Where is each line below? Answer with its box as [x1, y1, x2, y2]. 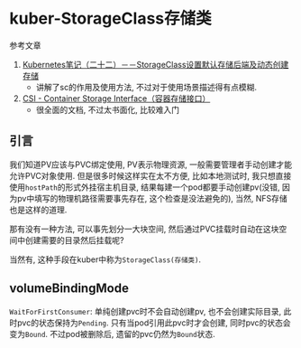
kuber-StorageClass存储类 [9, 8, 212, 29]
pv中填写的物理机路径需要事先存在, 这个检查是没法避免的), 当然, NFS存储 [16, 193, 287, 203]
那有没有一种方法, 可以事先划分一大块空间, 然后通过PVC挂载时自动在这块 [9, 223, 279, 234]
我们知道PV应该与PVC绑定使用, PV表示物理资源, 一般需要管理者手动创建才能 [9, 159, 293, 170]
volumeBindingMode [9, 281, 129, 296]
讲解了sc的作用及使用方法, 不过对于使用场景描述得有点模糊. [35, 81, 257, 92]
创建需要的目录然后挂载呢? [24, 234, 124, 245]
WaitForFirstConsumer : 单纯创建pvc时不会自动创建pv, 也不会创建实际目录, [9, 306, 282, 316]
